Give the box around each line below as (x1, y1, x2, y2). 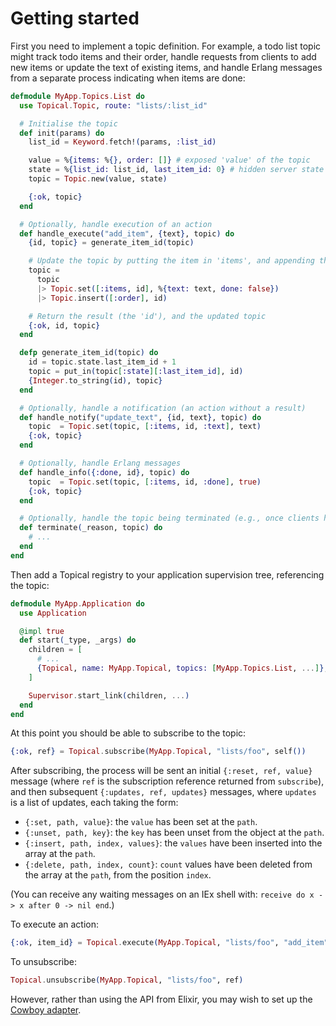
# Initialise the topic (19, 118, 118, 129)
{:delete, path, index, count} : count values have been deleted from (24, 858, 313, 871)
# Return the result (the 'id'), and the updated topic (28, 311, 267, 321)
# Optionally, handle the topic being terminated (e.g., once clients (19, 513, 320, 524)
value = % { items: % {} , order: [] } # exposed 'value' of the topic (28, 155, 311, 166)
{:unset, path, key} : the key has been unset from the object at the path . (24, 827, 325, 839)
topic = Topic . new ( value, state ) (28, 174, 168, 184)
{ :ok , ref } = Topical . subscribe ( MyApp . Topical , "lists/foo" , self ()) (10, 747, 307, 757)
